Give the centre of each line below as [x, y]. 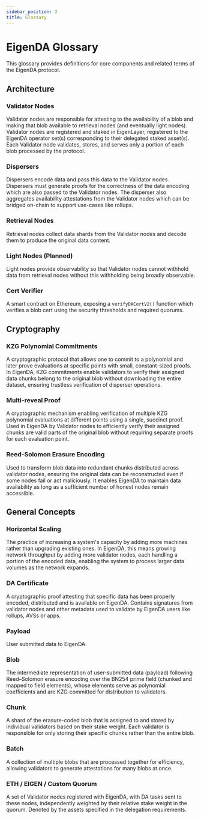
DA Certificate [28, 583]
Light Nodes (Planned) [40, 256]
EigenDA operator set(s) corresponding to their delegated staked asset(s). [98, 138]
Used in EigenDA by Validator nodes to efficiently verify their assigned [93, 426]
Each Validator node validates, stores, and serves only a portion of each [95, 145]
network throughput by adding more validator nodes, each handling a [92, 555]
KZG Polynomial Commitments [52, 346]
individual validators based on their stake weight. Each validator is [88, 727]
